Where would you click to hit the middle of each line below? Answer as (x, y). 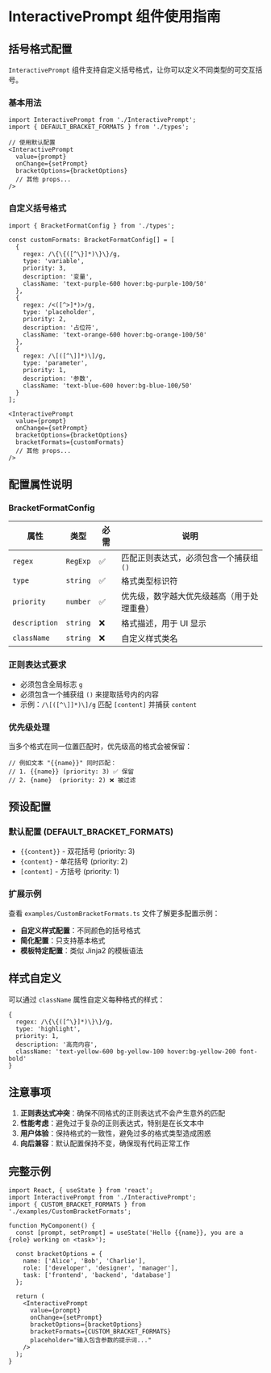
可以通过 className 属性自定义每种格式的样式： (87, 999)
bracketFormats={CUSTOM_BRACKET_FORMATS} (100, 1332)
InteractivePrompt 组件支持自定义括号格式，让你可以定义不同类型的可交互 (132, 70)
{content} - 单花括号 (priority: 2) (74, 861)
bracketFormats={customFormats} (70, 442)
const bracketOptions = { (59, 1254)
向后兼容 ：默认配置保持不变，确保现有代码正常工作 (105, 1144)
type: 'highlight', (48, 1029)
